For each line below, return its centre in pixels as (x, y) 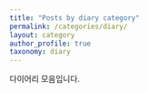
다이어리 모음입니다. (44, 79)
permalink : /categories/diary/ (69, 26)
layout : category (42, 35)
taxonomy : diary (40, 52)
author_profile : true (50, 43)
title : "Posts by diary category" (75, 18)
